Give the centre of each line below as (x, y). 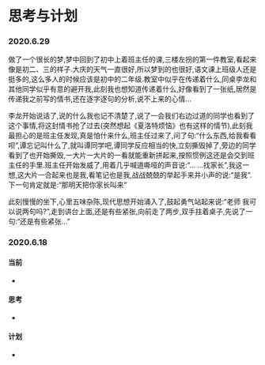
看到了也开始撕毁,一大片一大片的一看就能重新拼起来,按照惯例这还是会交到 (128, 156)
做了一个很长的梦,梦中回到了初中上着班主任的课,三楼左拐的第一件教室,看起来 (132, 59)
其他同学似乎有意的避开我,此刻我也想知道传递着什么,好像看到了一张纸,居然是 (132, 89)
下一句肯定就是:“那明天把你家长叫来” (68, 185)
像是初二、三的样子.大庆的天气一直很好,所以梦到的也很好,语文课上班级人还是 (132, 70)
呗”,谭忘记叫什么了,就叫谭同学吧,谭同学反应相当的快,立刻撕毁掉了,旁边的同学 (132, 145)
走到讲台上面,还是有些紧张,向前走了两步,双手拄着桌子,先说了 (148, 212)
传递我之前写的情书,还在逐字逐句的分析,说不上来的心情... (100, 99)
